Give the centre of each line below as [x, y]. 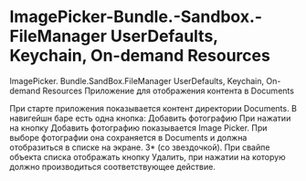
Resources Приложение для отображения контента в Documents [169, 90]
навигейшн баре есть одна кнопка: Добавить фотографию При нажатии [150, 118]
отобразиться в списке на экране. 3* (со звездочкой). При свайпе [140, 147]
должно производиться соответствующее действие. [113, 166]
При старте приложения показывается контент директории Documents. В [153, 108]
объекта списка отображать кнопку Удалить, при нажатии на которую [148, 156]
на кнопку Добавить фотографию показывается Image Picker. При [138, 128]
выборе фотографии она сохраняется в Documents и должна [128, 137]
